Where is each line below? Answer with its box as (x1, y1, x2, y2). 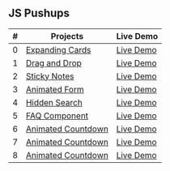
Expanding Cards (25, 44, 91, 55)
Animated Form (25, 83, 84, 95)
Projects (50, 30, 83, 41)
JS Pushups (8, 6, 70, 20)
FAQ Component (25, 109, 89, 121)
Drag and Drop (25, 57, 83, 68)
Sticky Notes (25, 71, 74, 82)
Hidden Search (25, 96, 83, 108)
